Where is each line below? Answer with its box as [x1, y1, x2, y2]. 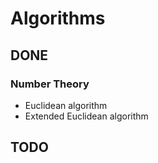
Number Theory [10, 77, 90, 91]
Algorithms [10, 7, 106, 30]
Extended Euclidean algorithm [24, 110, 149, 122]
